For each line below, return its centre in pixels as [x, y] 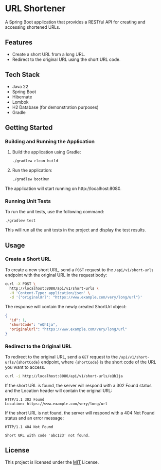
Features [19, 43]
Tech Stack [22, 75]
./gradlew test [20, 221]
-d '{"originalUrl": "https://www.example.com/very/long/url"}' [76, 298]
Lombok [20, 102]
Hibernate [22, 97]
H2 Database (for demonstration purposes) [55, 107]
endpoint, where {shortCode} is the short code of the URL [99, 362]
